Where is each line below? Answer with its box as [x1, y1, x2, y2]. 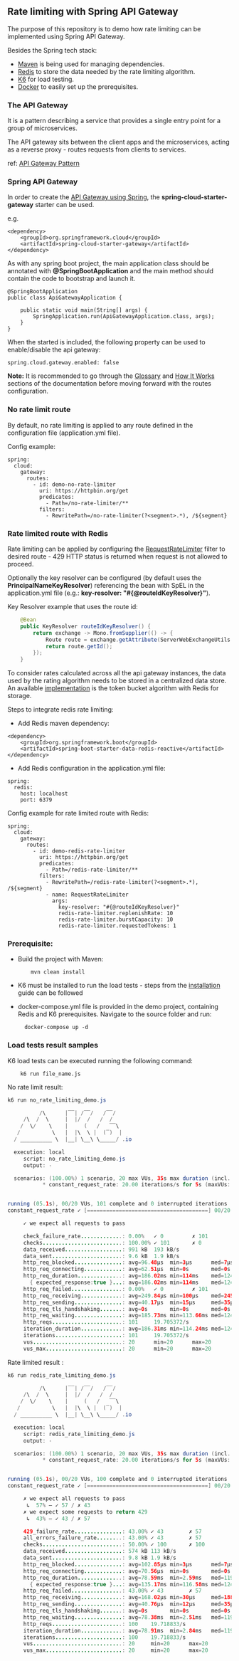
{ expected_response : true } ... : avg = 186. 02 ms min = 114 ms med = [29, 1279, 224, 1287]
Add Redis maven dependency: [17, 719, 110, 728]
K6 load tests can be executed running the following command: [7, 1056, 193, 1065]
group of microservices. [7, 124, 78, 132]
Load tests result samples [7, 1040, 98, 1050]
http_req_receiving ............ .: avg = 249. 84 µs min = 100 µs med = [23, 1292, 224, 1299]
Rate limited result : [7, 1358, 64, 1366]
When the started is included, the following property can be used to [7, 338, 206, 347]
